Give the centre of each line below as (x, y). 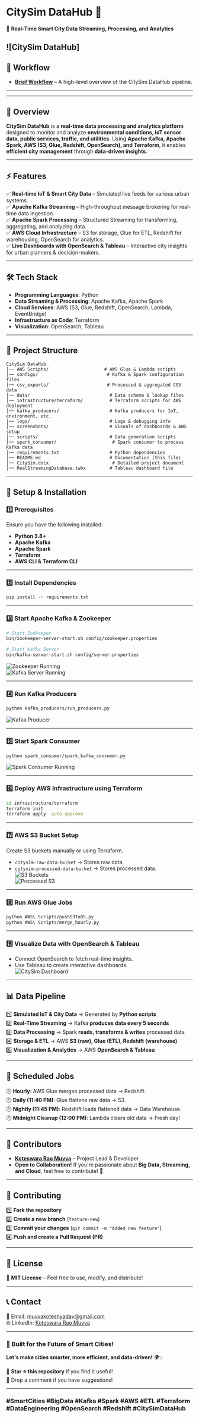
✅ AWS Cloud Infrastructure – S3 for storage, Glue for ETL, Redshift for (94, 233)
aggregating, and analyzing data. (46, 226)
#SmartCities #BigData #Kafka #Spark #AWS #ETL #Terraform (98, 1401)
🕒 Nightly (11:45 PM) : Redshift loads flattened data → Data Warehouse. (94, 1109)
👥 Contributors (34, 1144)
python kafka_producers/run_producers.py (58, 708)
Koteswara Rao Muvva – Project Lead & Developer (77, 1159)
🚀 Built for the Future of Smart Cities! (60, 1344)
